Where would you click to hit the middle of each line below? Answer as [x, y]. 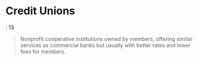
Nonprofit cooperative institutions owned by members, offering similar [106, 39]
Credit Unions [41, 11]
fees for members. [43, 51]
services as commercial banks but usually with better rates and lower [105, 45]
